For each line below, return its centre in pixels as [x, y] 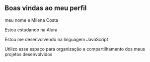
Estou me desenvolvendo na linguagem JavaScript [56, 39]
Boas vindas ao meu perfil [46, 8]
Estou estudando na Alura [31, 30]
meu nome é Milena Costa [31, 20]
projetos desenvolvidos [29, 54]
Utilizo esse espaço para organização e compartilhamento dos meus [75, 49]
